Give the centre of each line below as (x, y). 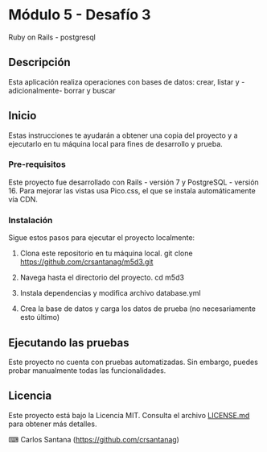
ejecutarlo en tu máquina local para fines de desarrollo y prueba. (115, 143)
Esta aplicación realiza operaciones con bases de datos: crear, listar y (124, 81)
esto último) (40, 317)
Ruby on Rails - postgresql (52, 37)
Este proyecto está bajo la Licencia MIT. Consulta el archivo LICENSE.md (129, 415)
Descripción (39, 62)
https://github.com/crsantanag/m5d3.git (86, 262)
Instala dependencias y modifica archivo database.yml (110, 293)
